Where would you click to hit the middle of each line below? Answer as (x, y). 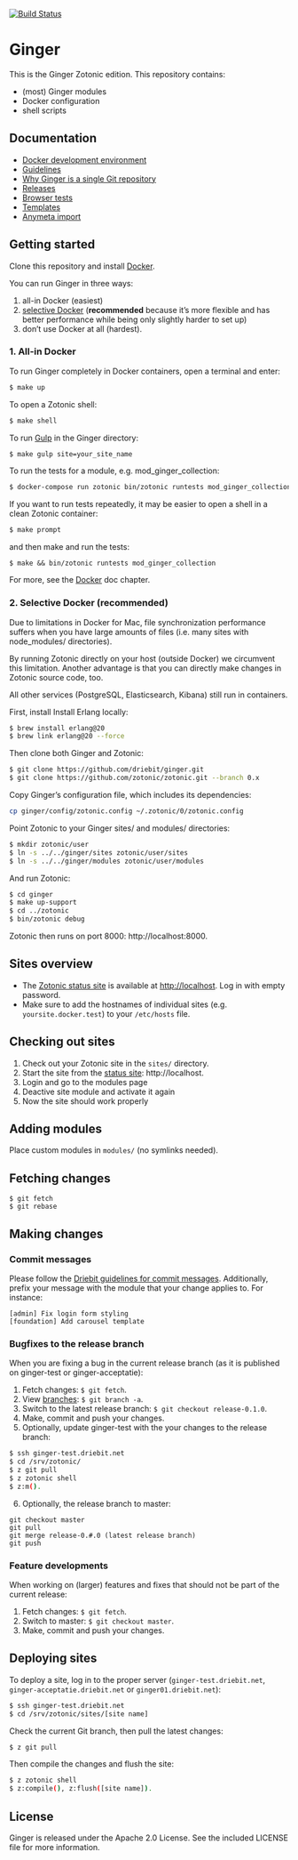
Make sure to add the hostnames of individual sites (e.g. (125, 1004)
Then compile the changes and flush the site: (92, 1764)
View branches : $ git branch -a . (82, 1399)
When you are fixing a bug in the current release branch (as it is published (145, 1363)
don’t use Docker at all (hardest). (82, 328)
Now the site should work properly (85, 1101)
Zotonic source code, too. (56, 677)
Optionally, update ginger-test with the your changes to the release (145, 1428)
